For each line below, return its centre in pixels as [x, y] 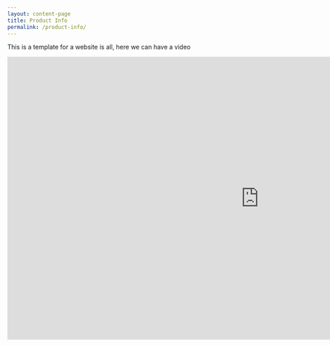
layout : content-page [39, 14]
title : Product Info [38, 20]
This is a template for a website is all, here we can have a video [99, 47]
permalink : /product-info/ [47, 27]
